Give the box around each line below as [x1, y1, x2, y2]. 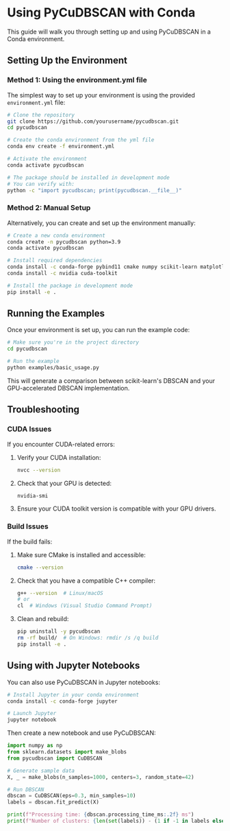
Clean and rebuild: [16, 615, 69, 623]
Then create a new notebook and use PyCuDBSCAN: [7, 729, 156, 737]
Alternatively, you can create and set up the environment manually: [7, 218, 196, 227]
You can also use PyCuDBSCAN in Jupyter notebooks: [7, 678, 161, 686]
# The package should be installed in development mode [7, 174, 170, 181]
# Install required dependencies [7, 257, 103, 264]
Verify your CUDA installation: [16, 453, 101, 461]
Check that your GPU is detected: [16, 479, 112, 487]
